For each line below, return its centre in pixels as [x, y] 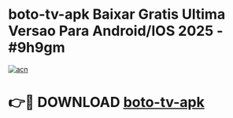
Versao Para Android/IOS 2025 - [116, 31]
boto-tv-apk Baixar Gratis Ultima [117, 14]
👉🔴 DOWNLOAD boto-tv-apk [106, 102]
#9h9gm [37, 48]
